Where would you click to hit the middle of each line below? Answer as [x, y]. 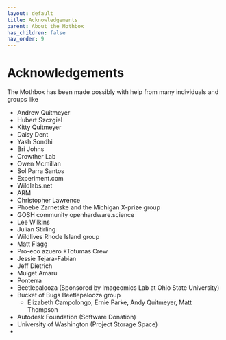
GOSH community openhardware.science [76, 215]
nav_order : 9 [26, 39]
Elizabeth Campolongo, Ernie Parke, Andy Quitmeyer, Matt [109, 302]
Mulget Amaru [37, 273]
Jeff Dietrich [35, 266]
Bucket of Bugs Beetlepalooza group [69, 295]
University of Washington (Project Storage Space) [87, 324]
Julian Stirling [36, 229]
